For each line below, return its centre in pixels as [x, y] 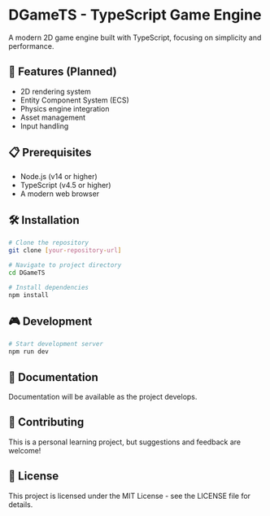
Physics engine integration [65, 108]
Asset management [53, 117]
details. [21, 504]
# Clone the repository [49, 243]
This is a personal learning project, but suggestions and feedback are [125, 442]
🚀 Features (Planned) [63, 72]
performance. [31, 46]
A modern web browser [60, 194]
